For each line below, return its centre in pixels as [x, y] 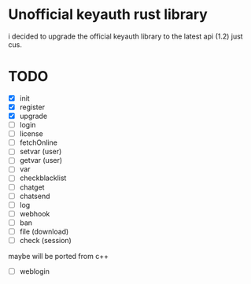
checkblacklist [43, 178]
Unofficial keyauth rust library [108, 15]
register [32, 107]
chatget [32, 187]
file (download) [44, 231]
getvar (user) [41, 160]
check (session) [46, 240]
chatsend [35, 196]
